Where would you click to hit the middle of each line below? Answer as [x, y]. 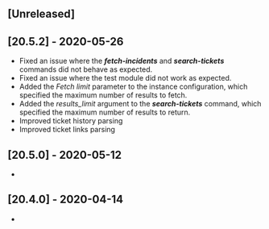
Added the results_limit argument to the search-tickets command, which [140, 104]
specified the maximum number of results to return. [105, 112]
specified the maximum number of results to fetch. [103, 95]
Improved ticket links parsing [67, 130]
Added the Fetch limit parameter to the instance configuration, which [133, 87]
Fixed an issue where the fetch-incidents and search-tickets [122, 61]
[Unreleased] [41, 14]
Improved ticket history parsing [71, 121]
